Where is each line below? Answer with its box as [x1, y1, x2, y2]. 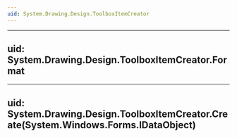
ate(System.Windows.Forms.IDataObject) [7, 119, 196, 131]
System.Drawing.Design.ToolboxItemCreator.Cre [7, 108, 228, 120]
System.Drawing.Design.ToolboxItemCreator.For [7, 54, 227, 66]
